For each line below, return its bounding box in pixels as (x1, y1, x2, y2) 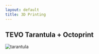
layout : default (5, 7, 39, 12)
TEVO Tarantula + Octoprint (5, 30, 94, 39)
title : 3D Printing (5, 12, 46, 17)
